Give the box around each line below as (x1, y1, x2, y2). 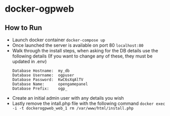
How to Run (5, 23, 42, 32)
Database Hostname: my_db (12, 68, 70, 73)
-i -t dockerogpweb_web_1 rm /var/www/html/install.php (12, 106, 134, 111)
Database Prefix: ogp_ (12, 86, 67, 91)
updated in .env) (12, 59, 47, 64)
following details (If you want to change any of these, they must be (12, 53, 153, 59)
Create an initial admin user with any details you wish (12, 95, 124, 101)
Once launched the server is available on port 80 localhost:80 (12, 42, 144, 48)
